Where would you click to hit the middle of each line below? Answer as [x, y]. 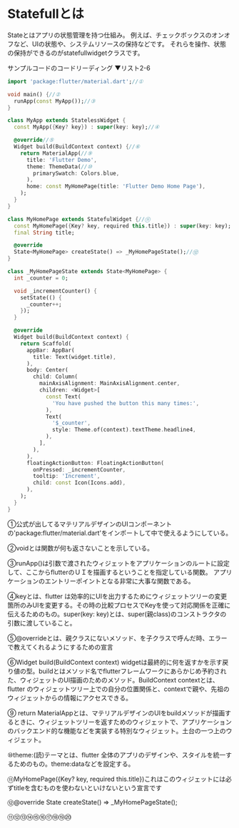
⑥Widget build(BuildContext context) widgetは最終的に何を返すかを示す [115, 662]
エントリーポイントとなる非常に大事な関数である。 [119, 581]
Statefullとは [46, 14]
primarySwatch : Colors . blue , [76, 173]
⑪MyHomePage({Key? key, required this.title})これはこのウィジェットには [117, 779]
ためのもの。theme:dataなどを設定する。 [74, 764]
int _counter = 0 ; [41, 278]
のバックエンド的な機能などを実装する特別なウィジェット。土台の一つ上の [117, 730]
